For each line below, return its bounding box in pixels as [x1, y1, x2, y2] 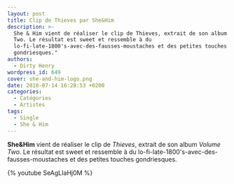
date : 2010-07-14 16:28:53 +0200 [7, 82, 105, 89]
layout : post [7, 10, 46, 17]
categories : [7, 88, 42, 95]
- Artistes [13, 101, 46, 108]
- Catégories [13, 95, 52, 102]
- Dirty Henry [13, 62, 55, 69]
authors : [7, 56, 33, 63]
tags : [7, 108, 23, 115]
